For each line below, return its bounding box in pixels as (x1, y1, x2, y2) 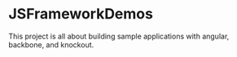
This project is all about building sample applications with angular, (8, 31, 230, 41)
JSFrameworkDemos (8, 5, 153, 23)
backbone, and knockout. (8, 39, 94, 49)
